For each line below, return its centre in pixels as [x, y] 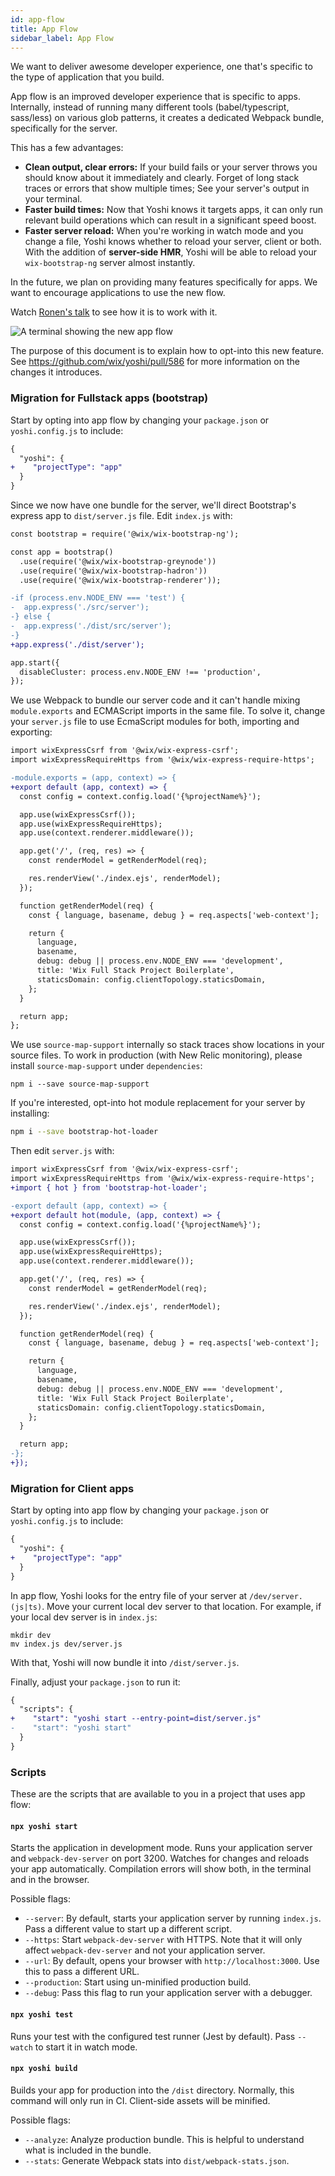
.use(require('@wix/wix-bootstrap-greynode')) [118, 561]
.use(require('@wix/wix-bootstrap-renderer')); [120, 580]
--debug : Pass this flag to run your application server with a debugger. [168, 1993]
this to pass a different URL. [82, 1972]
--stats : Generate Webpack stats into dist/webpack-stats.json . [157, 2160]
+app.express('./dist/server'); [77, 644]
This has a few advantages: [67, 148]
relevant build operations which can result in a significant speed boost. [170, 220]
